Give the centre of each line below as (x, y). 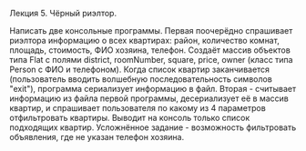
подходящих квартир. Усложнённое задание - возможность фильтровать (153, 127)
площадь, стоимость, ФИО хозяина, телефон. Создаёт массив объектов (150, 50)
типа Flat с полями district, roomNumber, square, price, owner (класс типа (151, 60)
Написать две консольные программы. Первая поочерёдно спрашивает (151, 30)
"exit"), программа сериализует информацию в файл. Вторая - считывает (153, 89)
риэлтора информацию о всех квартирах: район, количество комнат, (144, 40)
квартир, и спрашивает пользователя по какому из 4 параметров (138, 108)
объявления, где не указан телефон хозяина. (97, 137)
